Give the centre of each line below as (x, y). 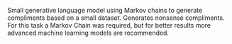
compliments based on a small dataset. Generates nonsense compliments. (116, 18)
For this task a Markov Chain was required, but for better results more (109, 25)
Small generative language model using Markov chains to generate (105, 10)
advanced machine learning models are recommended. (88, 33)
